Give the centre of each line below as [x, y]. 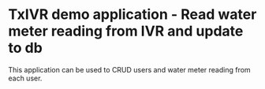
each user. [25, 78]
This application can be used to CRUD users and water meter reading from [129, 69]
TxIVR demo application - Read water [132, 15]
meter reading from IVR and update [126, 31]
